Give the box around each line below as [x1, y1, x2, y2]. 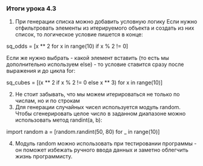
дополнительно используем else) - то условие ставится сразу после [6, 61, 184, 68]
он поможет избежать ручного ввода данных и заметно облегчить [15, 147, 189, 154]
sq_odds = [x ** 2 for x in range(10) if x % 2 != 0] [6, 42, 128, 50]
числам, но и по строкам [15, 97, 81, 104]
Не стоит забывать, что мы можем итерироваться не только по [15, 91, 180, 98]
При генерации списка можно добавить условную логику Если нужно [15, 18, 198, 25]
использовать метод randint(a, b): [15, 116, 103, 124]
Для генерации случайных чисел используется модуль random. [15, 104, 181, 111]
